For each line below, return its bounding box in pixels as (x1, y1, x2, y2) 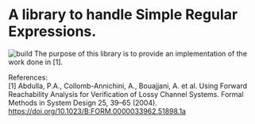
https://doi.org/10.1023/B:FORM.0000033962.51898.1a (8, 106, 187, 116)
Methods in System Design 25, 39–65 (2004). (8, 98, 157, 107)
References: (8, 72, 48, 82)
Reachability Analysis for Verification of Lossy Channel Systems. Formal (8, 89, 244, 99)
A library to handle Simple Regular (8, 6, 238, 24)
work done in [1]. (8, 57, 64, 67)
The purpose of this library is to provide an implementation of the (34, 48, 248, 58)
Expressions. (8, 22, 97, 41)
